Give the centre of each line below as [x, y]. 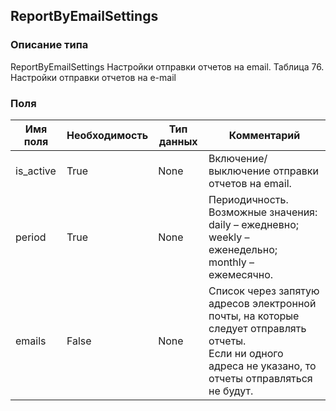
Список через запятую [264, 291]
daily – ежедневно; [254, 224]
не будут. [231, 391]
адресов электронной [262, 303]
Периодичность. [248, 199]
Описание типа [49, 45]
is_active [36, 171]
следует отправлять [257, 328]
